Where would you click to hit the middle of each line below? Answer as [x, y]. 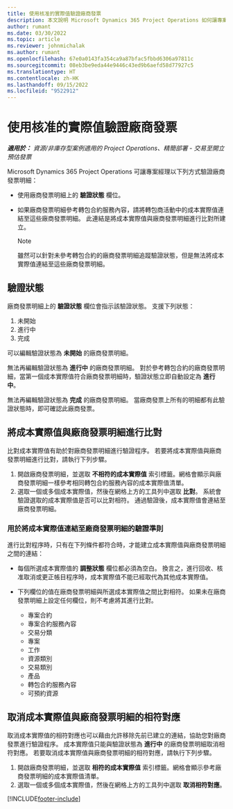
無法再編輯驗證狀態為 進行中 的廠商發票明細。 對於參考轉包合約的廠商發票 [113, 367]
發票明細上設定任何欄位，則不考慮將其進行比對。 [87, 600]
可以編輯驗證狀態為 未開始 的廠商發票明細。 [70, 353]
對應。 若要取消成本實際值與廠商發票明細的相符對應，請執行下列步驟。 [114, 752]
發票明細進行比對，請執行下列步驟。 [59, 459]
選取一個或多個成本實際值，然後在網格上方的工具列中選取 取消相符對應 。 [121, 785]
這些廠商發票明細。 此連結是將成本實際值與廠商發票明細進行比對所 [124, 219]
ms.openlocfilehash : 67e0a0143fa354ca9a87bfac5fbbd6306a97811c [101, 59]
